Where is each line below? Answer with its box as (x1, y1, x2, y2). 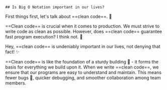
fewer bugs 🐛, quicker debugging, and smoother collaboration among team (5, 75, 161, 80)
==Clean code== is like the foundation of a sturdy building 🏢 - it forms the (5, 59, 158, 64)
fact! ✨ (5, 49, 20, 54)
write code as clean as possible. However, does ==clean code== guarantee (5, 28, 162, 34)
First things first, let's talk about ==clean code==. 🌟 (5, 13, 112, 19)
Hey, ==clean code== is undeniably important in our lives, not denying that (5, 43, 160, 49)
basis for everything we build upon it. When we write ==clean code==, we (5, 64, 159, 70)
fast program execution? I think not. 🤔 (5, 34, 83, 39)
